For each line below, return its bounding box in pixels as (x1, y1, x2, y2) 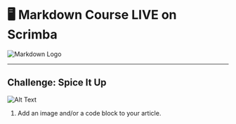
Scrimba (7, 27, 58, 43)
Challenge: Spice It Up (7, 76, 107, 89)
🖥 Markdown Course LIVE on (7, 7, 177, 23)
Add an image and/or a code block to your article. (17, 109, 162, 117)
